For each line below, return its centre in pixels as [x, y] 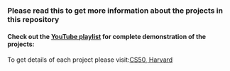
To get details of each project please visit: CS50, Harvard [90, 60]
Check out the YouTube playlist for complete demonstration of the [107, 36]
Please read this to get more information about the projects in [115, 11]
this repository [33, 19]
